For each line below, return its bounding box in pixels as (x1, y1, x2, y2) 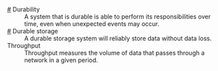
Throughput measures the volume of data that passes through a (24, 49, 205, 57)
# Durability (7, 5, 40, 13)
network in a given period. (24, 56, 98, 64)
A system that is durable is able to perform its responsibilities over (24, 12, 211, 20)
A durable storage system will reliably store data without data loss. (24, 34, 213, 42)
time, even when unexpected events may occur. (24, 20, 160, 28)
